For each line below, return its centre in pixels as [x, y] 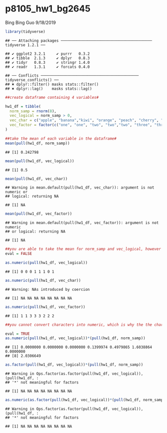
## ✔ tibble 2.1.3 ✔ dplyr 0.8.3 [48, 58]
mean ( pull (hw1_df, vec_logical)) [40, 161]
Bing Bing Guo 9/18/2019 [31, 22]
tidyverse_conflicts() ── [32, 80]
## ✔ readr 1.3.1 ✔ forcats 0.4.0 [48, 67]
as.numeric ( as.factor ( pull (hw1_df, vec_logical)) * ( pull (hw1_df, [73, 400]
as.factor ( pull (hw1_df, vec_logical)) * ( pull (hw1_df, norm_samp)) [74, 365]
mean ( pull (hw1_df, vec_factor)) [39, 214]
